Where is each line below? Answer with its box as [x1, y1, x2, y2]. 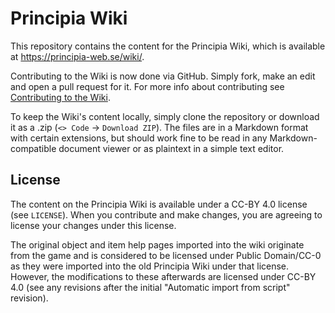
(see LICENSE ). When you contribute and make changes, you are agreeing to [10, 208, 323, 221]
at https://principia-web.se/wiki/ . [10, 50, 145, 62]
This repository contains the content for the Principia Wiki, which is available [10, 40, 326, 52]
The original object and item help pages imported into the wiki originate [10, 238, 305, 251]
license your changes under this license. [10, 219, 177, 231]
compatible [10, 142, 57, 154]
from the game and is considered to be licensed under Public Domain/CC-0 [10, 249, 322, 261]
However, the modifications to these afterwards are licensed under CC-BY [10, 270, 317, 282]
